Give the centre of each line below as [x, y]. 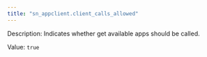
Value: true [23, 47]
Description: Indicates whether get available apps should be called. [103, 33]
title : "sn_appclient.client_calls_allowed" [73, 14]
